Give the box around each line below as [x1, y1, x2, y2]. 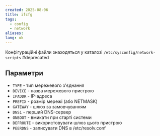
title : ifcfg [5, 12, 33, 17]
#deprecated [22, 54, 49, 60]
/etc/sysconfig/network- [103, 50, 156, 55]
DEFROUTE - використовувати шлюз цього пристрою [12, 119, 122, 125]
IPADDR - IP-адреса [12, 93, 52, 99]
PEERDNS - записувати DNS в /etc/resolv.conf [12, 125, 106, 131]
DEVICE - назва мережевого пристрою [12, 87, 94, 93]
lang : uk [5, 36, 24, 41]
